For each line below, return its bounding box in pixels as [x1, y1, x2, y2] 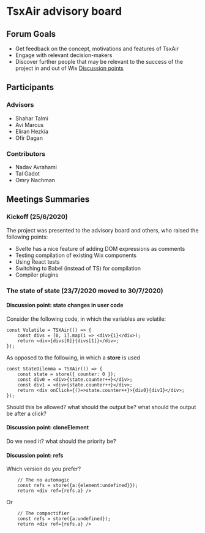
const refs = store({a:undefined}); [17, 516, 111, 522]
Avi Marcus [15, 121, 44, 128]
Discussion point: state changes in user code [6, 302, 124, 309]
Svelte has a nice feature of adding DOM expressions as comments [15, 245, 185, 252]
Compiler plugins [15, 271, 59, 278]
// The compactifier [17, 510, 70, 516]
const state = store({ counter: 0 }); [17, 371, 116, 377]
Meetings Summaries [6, 194, 90, 205]
